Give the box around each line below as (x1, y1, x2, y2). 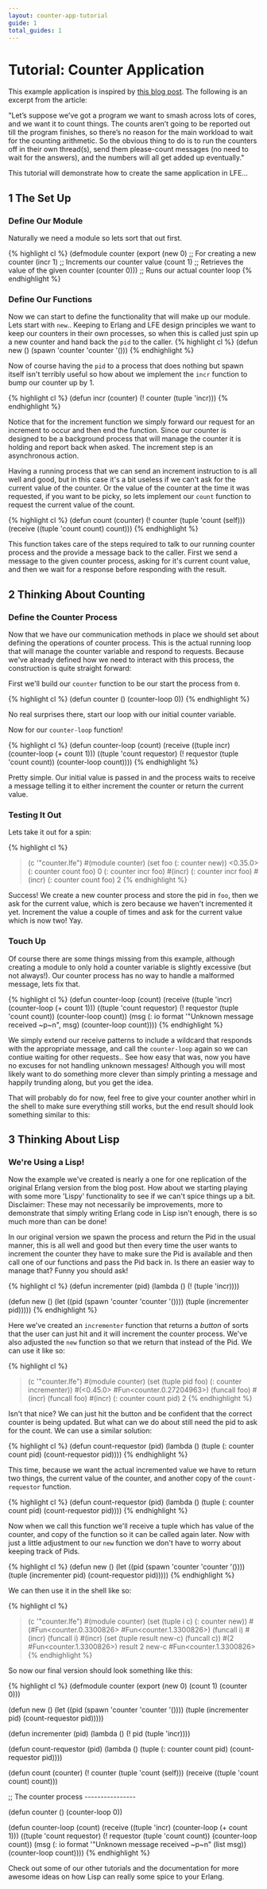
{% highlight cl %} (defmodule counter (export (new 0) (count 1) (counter (8, 1682, 248, 1691)
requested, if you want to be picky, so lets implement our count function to (8, 492, 252, 501)
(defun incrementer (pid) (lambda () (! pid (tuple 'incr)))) (8, 1729, 191, 1739)
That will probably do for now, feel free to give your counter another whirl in (8, 1093, 256, 1102)
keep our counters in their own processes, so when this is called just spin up (8, 329, 259, 339)
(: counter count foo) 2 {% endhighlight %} (47, 875, 188, 885)
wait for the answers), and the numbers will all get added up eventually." (8, 153, 245, 163)
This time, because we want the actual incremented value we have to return (8, 1465, 257, 1475)
